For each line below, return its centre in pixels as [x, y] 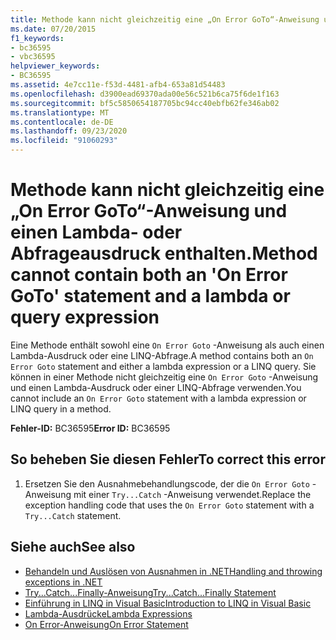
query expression [85, 317]
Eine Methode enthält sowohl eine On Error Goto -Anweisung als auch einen [167, 345]
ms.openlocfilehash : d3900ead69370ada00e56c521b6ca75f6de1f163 [145, 94]
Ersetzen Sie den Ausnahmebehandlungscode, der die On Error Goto [167, 483]
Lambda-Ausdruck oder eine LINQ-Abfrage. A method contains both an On [162, 355]
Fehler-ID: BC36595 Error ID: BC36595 [90, 428]
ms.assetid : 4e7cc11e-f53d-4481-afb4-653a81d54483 [118, 85]
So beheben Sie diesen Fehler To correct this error [168, 459]
